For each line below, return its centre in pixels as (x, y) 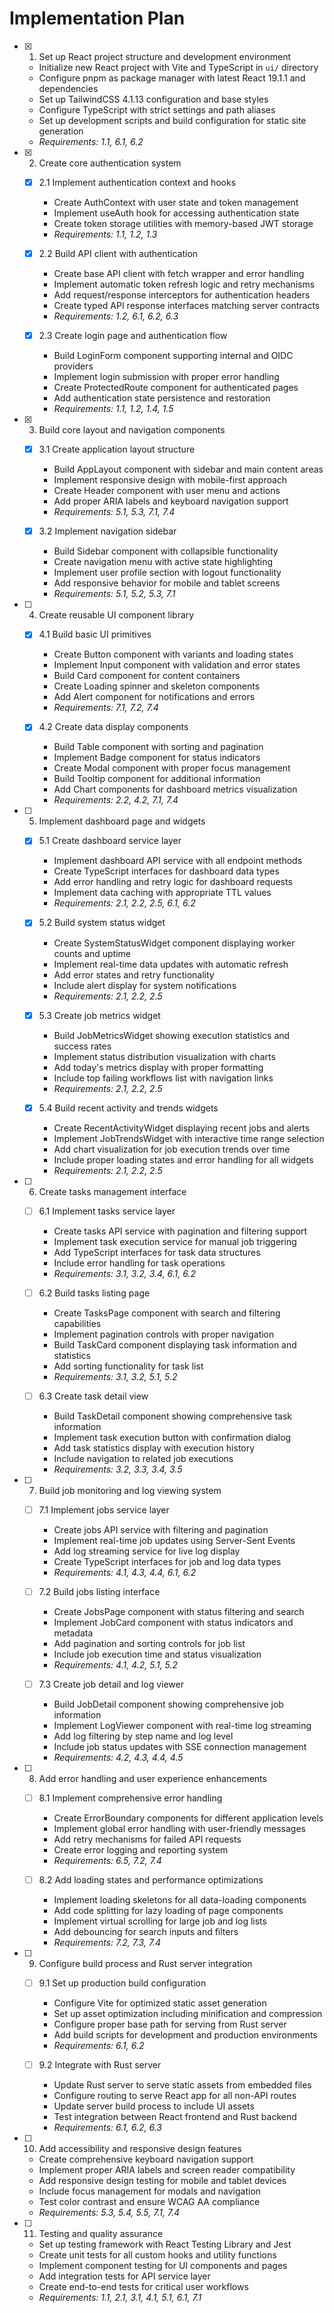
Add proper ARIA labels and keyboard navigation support (171, 501)
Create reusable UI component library (116, 615)
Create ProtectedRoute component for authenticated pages (176, 388)
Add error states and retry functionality (134, 974)
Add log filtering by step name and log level (143, 1736)
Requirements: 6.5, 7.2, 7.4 (107, 1861)
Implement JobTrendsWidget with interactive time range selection (189, 1138)
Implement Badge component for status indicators (157, 758)
